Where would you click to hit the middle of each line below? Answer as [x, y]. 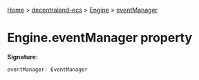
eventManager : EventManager [48, 69]
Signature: [22, 57]
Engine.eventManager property [100, 38]
